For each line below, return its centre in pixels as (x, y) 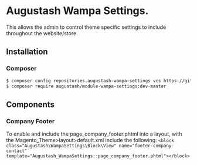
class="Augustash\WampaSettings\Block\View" (61, 146)
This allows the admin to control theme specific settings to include (86, 27)
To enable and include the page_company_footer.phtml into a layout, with (94, 134)
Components (30, 104)
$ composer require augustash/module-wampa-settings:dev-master (86, 86)
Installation (27, 52)
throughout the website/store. (42, 33)
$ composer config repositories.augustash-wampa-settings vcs (84, 80)
